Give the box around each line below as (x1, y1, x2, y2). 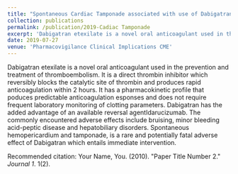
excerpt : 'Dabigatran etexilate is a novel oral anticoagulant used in (7, 30, 223, 38)
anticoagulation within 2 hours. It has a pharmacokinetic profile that (7, 86, 204, 94)
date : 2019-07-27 (7, 37, 59, 44)
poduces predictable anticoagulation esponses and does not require (7, 93, 207, 102)
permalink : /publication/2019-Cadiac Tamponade (7, 23, 151, 31)
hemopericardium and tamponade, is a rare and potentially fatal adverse (7, 131, 218, 139)
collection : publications (7, 17, 84, 24)
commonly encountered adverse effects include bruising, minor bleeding (7, 116, 220, 124)
